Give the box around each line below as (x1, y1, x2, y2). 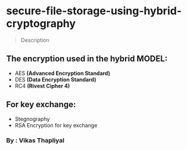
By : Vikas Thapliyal (6, 136, 64, 145)
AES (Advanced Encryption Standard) (14, 70, 111, 77)
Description (20, 36, 49, 43)
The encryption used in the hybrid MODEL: (6, 54, 168, 64)
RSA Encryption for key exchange (14, 121, 98, 129)
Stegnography (14, 115, 50, 123)
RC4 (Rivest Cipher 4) (14, 82, 70, 89)
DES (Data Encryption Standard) (14, 76, 96, 83)
